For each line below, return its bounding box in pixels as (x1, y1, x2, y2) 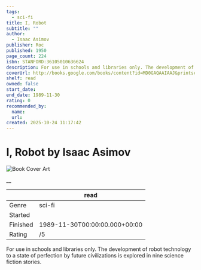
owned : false (6, 81, 39, 87)
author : (6, 31, 26, 37)
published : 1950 (6, 48, 47, 54)
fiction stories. (6, 258, 42, 266)
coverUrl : (6, 70, 31, 76)
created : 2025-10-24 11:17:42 (6, 120, 82, 126)
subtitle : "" (6, 25, 39, 32)
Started (9, 211, 31, 219)
